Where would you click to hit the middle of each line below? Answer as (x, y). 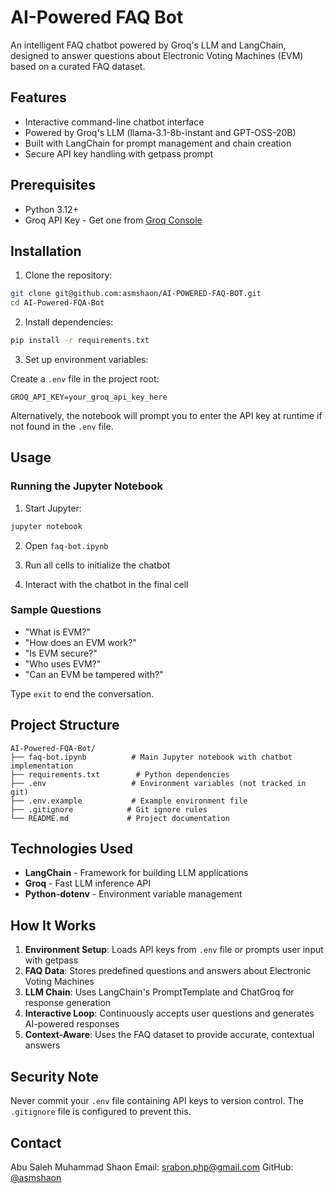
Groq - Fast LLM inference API (88, 883)
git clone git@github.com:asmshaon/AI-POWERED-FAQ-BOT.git (136, 294)
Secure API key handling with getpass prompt (118, 153)
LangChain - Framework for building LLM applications (136, 873)
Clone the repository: (68, 275)
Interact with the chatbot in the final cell (106, 584)
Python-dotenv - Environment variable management (133, 894)
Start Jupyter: (53, 508)
